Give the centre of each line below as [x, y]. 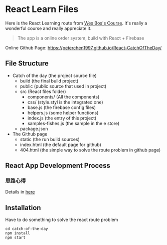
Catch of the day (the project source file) [54, 75]
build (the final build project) [49, 80]
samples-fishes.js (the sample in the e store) [73, 123]
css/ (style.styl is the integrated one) [65, 102]
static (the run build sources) [50, 139]
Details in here [20, 192]
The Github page [30, 134]
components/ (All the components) [63, 96]
